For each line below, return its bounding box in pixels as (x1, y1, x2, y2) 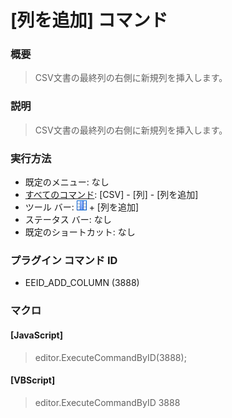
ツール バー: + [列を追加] (24, 201, 140, 213)
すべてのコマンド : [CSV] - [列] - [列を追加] (24, 189, 199, 201)
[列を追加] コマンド (10, 9, 168, 32)
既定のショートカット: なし (24, 226, 136, 238)
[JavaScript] (10, 329, 63, 341)
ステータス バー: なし (24, 214, 112, 226)
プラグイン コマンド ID (10, 254, 118, 267)
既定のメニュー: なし (24, 176, 110, 188)
